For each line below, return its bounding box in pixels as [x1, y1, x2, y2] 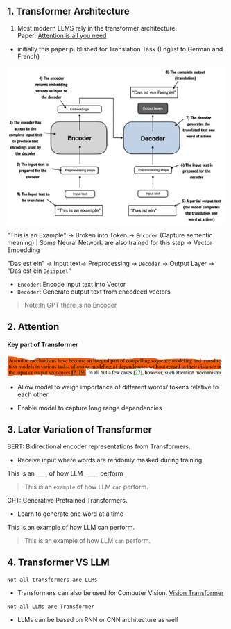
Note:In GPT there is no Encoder [24, 301, 117, 309]
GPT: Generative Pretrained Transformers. [7, 496, 128, 504]
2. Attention [7, 321, 60, 333]
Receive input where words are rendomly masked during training [17, 455, 203, 464]
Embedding [7, 246, 40, 254]
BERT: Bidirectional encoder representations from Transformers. [7, 442, 191, 451]
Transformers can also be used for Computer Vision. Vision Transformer [17, 588, 224, 596]
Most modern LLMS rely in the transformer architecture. [17, 24, 178, 32]
